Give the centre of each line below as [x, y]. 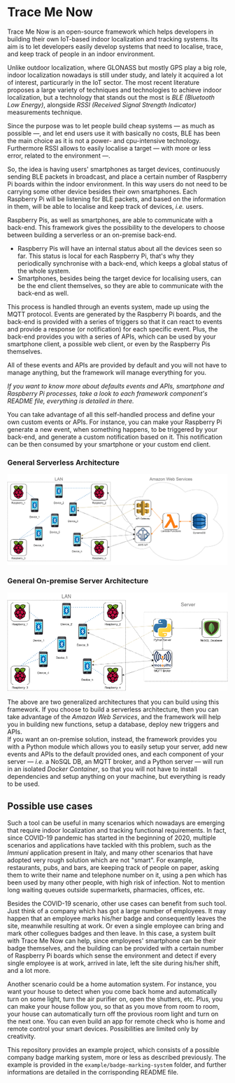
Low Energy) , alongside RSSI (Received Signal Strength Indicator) [102, 104]
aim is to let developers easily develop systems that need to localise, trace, [115, 46]
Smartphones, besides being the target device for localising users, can [119, 278]
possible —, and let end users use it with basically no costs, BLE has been [114, 133]
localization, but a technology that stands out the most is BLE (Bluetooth [111, 97]
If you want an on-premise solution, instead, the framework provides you [112, 740]
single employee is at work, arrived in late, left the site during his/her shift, [114, 963]
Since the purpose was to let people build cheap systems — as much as [111, 125]
